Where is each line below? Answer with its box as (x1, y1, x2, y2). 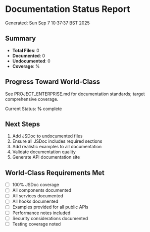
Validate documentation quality (12, 149, 76, 155)
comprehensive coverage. (5, 96, 58, 102)
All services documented (12, 193, 63, 199)
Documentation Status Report (5, 3, 130, 15)
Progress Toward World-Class (5, 78, 100, 86)
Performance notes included (12, 210, 71, 216)
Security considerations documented (12, 215, 88, 221)
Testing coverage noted (12, 221, 61, 227)
